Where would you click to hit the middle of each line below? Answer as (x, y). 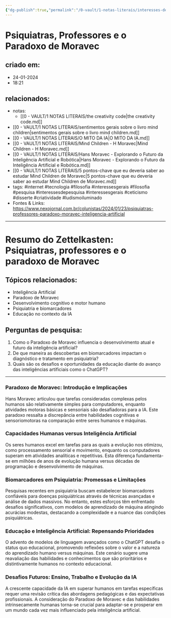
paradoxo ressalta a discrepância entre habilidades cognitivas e (72, 415)
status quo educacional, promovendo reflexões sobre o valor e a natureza (83, 548)
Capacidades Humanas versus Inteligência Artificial (71, 434)
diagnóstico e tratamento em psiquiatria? (55, 359)
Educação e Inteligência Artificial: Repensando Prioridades (80, 531)
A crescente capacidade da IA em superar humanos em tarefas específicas (84, 588)
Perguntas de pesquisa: (44, 330)
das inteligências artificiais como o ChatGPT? (60, 370)
